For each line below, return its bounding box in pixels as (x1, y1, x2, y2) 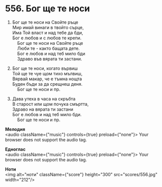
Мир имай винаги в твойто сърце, (12, 24, 84, 30)
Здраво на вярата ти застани (12, 106, 74, 112)
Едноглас (5, 146, 26, 152)
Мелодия (5, 126, 26, 132)
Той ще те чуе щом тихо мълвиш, (12, 70, 83, 76)
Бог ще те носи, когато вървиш (12, 65, 78, 71)
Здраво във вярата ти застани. (17, 56, 82, 62)
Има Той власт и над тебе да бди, (12, 30, 84, 35)
